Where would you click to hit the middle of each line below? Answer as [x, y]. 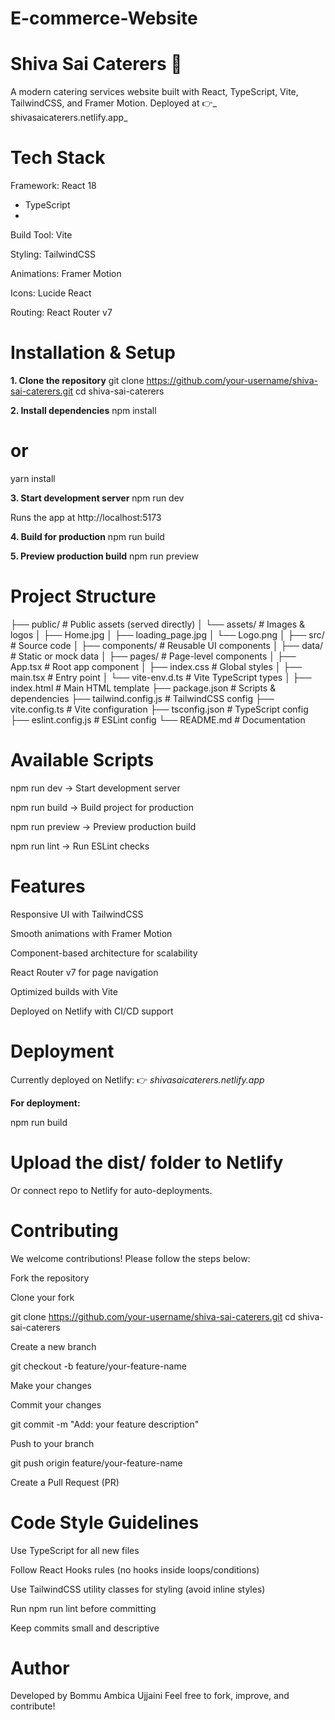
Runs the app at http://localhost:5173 [86, 517]
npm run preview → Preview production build [103, 826]
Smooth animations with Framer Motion [91, 933]
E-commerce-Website [104, 18]
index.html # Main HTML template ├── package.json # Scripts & [143, 688]
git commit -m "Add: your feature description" [105, 1424]
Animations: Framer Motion [66, 274]
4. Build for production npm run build [87, 536]
